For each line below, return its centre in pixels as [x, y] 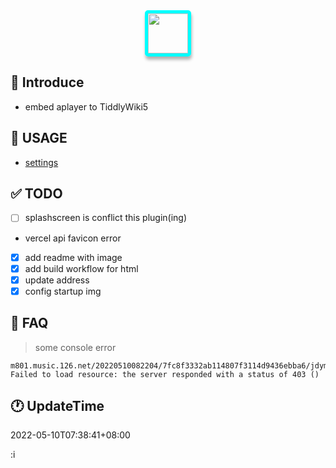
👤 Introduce [47, 82]
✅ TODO [36, 194]
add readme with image [73, 257]
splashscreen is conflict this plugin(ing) [106, 218]
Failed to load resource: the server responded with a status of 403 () [165, 374]
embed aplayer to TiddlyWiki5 [86, 106]
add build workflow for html [81, 268]
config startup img [63, 291]
